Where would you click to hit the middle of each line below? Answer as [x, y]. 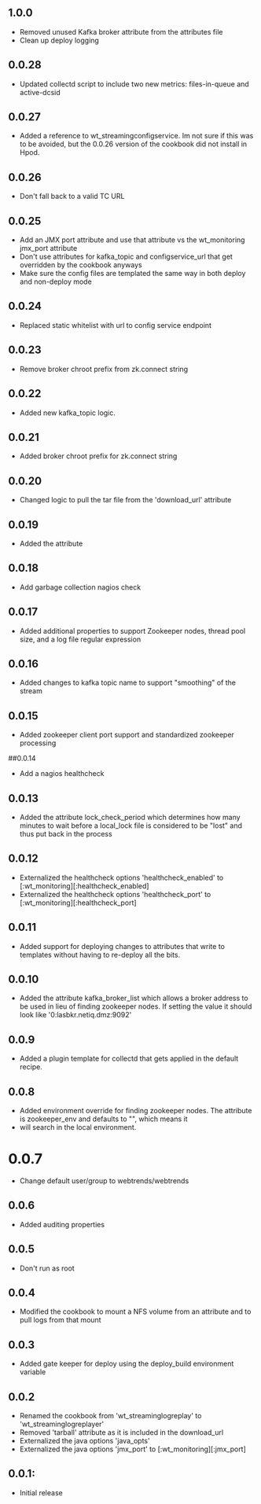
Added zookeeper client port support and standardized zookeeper [127, 735]
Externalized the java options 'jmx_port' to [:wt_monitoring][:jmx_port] [132, 1449]
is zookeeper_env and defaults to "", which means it [103, 1119]
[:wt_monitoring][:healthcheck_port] [78, 903]
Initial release [41, 1492]
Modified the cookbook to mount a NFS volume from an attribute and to [135, 1311]
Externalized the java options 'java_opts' [85, 1441]
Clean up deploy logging [59, 40]
